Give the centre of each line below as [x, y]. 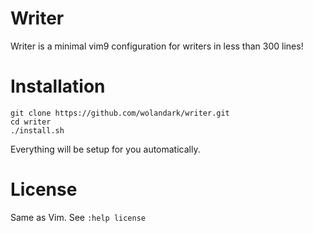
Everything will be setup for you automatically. [105, 149]
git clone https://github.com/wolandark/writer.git [120, 113]
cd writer [31, 122]
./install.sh [37, 130]
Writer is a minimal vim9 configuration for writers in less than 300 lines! [157, 46]
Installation [58, 86]
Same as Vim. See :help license [78, 217]
